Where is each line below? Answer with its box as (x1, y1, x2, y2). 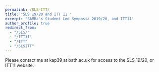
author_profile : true (5, 21, 50, 26)
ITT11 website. (5, 62, 34, 68)
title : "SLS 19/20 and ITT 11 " (5, 12, 72, 17)
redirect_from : (5, 25, 37, 30)
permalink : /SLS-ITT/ (5, 7, 50, 12)
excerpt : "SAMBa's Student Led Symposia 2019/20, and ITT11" (5, 16, 134, 21)
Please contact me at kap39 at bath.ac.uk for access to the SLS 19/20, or (5, 57, 155, 63)
